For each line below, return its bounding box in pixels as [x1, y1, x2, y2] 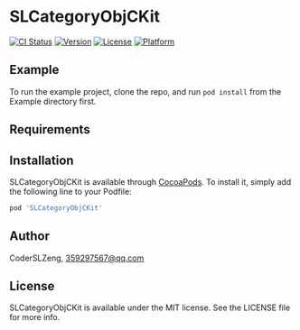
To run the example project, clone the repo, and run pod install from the [9, 86, 282, 96]
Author [9, 228, 50, 244]
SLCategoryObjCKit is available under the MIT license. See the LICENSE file [9, 302, 291, 313]
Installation [9, 152, 74, 168]
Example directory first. [9, 96, 97, 106]
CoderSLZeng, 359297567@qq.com [9, 252, 145, 263]
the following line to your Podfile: [9, 186, 133, 197]
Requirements [9, 122, 90, 137]
